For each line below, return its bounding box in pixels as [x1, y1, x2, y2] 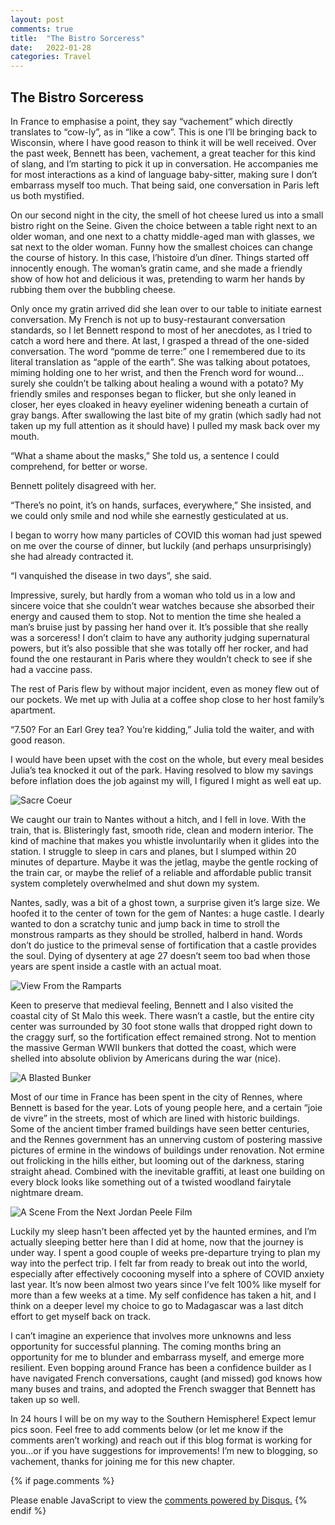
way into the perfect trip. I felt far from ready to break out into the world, [10, 1257, 308, 1269]
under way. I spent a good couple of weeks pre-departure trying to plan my [10, 1246, 321, 1258]
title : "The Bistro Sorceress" [10, 33, 145, 43]
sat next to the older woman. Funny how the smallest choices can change [10, 241, 314, 253]
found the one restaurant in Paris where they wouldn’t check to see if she [10, 652, 313, 665]
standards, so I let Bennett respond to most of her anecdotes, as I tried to [10, 324, 313, 336]
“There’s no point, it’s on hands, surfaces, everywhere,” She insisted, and [10, 499, 312, 511]
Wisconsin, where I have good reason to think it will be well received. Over [10, 136, 317, 148]
